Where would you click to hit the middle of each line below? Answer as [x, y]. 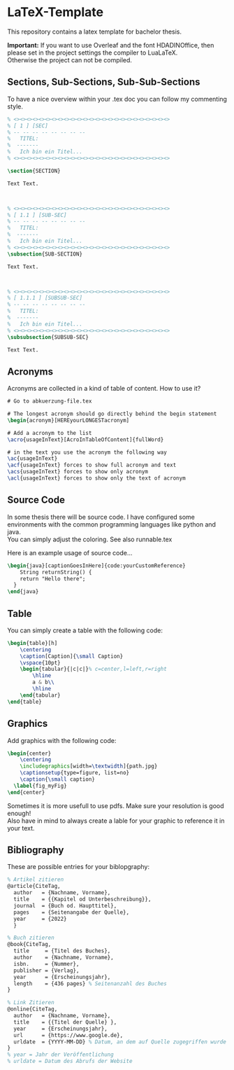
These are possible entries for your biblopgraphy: [79, 867]
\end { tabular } [40, 695]
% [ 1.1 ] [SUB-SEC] [37, 215]
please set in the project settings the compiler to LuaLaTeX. [93, 53]
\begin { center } [29, 753]
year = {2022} [41, 919]
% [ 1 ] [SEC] [28, 126]
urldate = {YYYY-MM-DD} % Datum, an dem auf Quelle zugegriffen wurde [120, 1042]
